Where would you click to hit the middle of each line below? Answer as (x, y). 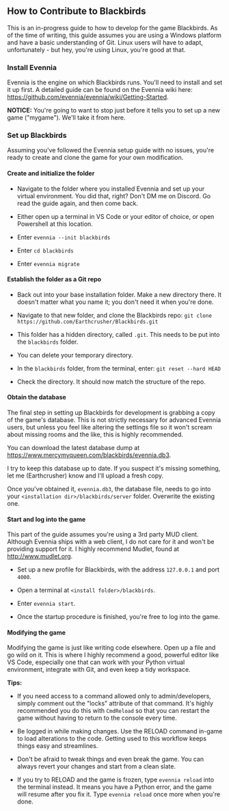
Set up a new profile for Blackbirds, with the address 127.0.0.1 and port (118, 569)
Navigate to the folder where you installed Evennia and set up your (111, 189)
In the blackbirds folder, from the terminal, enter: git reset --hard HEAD (119, 368)
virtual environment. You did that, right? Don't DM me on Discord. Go (113, 196)
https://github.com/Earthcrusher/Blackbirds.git (87, 322)
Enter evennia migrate (48, 263)
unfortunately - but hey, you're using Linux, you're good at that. (96, 49)
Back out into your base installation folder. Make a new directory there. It (119, 294)
